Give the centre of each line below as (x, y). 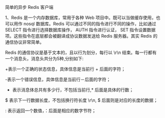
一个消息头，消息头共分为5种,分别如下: (44, 59)
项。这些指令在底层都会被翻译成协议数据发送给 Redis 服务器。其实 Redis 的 (81, 36)
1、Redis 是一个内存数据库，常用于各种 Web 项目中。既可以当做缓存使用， (81, 18)
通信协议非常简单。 (25, 42)
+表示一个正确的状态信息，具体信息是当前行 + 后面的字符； (65, 69)
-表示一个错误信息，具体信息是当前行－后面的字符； (58, 79)
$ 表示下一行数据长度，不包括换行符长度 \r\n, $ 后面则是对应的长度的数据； (82, 100)
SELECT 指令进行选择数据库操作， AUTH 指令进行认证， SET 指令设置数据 (81, 30)
